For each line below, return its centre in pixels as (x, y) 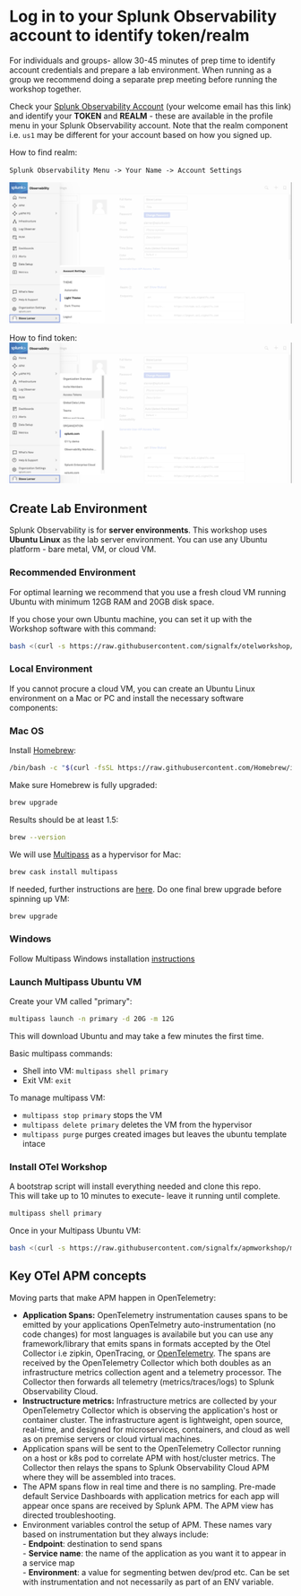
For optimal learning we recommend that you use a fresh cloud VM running (148, 592)
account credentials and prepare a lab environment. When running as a (140, 70)
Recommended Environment (73, 573)
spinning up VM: (39, 898)
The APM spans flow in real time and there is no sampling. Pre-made (149, 1487)
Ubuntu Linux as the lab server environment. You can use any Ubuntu (138, 540)
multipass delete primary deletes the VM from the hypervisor (137, 1124)
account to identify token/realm (129, 35)
